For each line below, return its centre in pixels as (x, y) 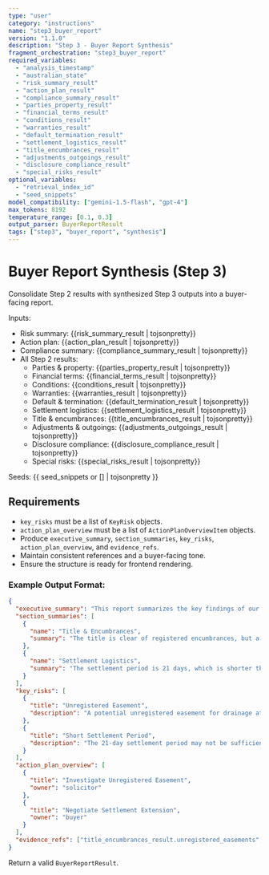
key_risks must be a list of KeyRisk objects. (91, 521)
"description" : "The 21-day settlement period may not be (128, 743)
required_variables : (43, 61)
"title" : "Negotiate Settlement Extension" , (105, 810)
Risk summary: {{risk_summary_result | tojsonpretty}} (108, 333)
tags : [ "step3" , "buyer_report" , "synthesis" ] (87, 232)
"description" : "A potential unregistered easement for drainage (141, 713)
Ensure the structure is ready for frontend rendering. (106, 564)
